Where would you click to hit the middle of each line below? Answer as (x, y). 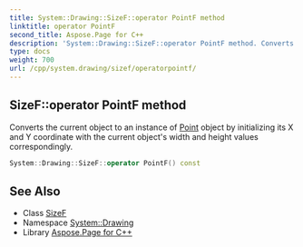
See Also (35, 191)
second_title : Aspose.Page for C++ (77, 35)
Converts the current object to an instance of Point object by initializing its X (151, 127)
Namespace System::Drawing (78, 222)
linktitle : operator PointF (63, 26)
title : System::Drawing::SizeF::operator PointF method (117, 18)
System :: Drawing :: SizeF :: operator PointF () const (105, 163)
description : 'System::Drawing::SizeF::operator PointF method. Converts (152, 43)
